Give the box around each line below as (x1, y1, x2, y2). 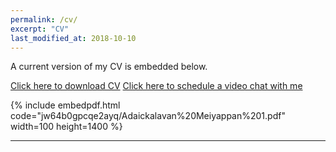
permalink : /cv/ (10, 14, 78, 25)
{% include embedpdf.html (10, 99, 121, 111)
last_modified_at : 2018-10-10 (10, 33, 137, 43)
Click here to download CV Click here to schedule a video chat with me (10, 80, 303, 92)
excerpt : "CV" (10, 24, 70, 34)
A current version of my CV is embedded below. (10, 61, 208, 73)
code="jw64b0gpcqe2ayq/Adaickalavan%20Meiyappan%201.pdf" (10, 110, 286, 122)
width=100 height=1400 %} (10, 121, 123, 133)
